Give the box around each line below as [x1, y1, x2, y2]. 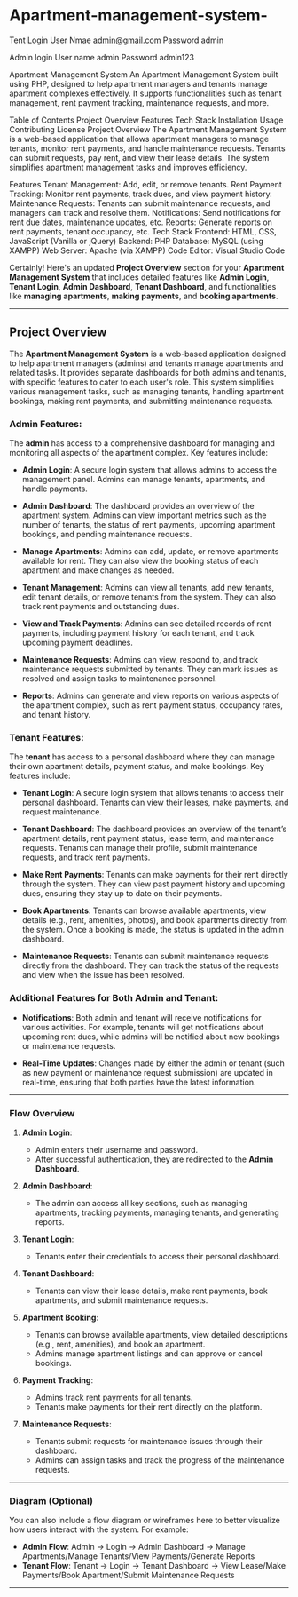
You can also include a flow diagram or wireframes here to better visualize [9, 1515, 281, 1526]
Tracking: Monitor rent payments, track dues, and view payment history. [9, 188, 272, 199]
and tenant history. [21, 710, 91, 720]
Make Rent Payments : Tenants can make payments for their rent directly [21, 870, 288, 880]
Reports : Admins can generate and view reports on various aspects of [21, 690, 279, 702]
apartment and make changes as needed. [21, 565, 175, 576]
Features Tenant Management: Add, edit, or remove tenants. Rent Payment [9, 179, 282, 189]
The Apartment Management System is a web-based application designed [9, 348, 286, 359]
